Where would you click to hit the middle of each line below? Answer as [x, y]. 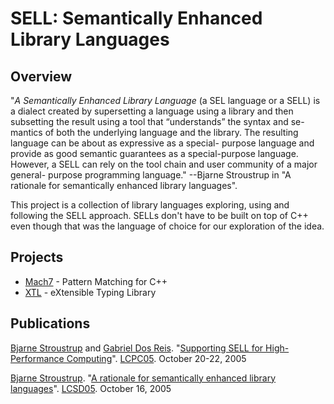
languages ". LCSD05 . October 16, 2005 [91, 388]
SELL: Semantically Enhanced [136, 18]
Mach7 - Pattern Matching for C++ [96, 281]
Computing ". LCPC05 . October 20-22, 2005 [156, 358]
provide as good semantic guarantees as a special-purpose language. [154, 153]
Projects [37, 257]
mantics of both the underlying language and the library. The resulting [154, 132]
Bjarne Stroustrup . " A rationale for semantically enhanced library [143, 378]
